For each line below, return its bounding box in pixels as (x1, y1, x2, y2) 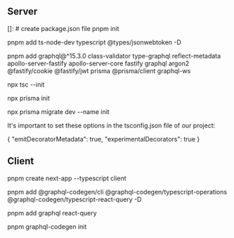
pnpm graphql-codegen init (7, 222, 87, 231)
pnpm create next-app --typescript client (7, 174, 126, 182)
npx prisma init (7, 94, 51, 102)
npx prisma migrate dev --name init (7, 107, 110, 115)
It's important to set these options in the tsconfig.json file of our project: (7, 121, 216, 130)
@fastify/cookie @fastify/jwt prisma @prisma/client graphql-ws (7, 66, 191, 75)
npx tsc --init (7, 80, 45, 89)
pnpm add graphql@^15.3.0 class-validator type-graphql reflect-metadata (7, 51, 221, 60)
